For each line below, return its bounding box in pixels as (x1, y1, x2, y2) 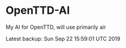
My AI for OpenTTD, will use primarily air (5, 23, 106, 31)
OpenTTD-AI (5, 4, 70, 17)
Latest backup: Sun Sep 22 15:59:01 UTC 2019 (5, 35, 121, 42)
